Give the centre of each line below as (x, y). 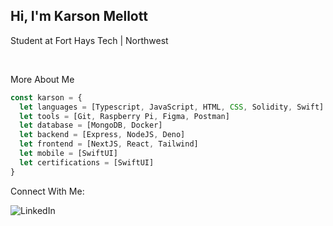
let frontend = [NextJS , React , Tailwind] (109, 144)
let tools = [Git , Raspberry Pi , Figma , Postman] (124, 116)
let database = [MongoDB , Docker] (91, 125)
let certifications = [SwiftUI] (87, 162)
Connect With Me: (47, 191)
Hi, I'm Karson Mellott (79, 16)
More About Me (42, 79)
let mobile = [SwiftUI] (68, 154)
